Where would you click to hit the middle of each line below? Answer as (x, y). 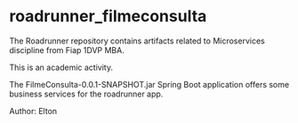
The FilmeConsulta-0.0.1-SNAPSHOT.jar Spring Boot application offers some (149, 84)
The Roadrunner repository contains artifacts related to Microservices (137, 41)
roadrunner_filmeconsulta (108, 16)
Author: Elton (33, 111)
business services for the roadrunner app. (86, 94)
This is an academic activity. (61, 67)
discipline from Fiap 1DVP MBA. (67, 50)
